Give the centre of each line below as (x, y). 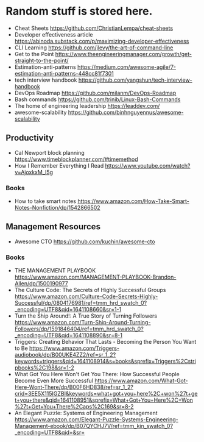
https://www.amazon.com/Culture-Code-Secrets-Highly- (86, 296)
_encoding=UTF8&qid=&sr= (50, 433)
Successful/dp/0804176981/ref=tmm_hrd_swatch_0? (81, 303)
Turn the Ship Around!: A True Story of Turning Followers (86, 316)
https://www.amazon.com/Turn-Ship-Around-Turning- (83, 323)
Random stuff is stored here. (79, 11)
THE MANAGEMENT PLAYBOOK (55, 271)
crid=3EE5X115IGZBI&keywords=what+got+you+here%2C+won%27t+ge (106, 394)
